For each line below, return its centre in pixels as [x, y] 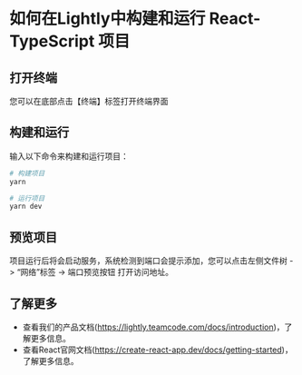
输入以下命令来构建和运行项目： [69, 156]
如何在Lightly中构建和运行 [107, 19]
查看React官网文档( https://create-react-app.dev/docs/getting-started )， [157, 350]
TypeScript [52, 41]
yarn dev [26, 207]
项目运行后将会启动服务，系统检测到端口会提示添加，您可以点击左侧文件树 [148, 261]
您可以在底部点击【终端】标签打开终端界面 [89, 101]
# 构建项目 [27, 173]
